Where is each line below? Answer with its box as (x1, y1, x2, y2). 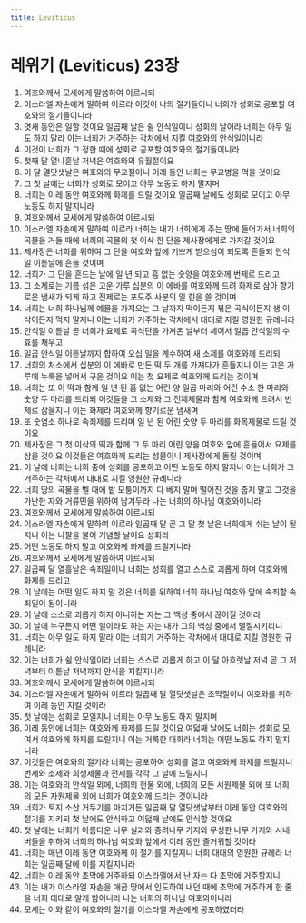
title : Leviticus (10, 13, 76, 23)
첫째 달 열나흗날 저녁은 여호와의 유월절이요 (23, 155, 175, 166)
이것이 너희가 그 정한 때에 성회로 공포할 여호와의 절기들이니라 (23, 143, 240, 154)
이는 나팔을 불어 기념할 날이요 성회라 (40, 529, 170, 540)
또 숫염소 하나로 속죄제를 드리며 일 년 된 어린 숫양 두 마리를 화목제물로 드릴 (23, 416, 288, 427)
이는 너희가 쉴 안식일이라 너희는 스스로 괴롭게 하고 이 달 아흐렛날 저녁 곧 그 (23, 654, 288, 665)
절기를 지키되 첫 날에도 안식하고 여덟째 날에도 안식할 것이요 (23, 813, 232, 824)
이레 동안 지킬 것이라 (33, 700, 107, 711)
